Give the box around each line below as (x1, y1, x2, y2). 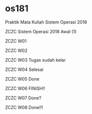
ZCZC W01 (5, 38, 27, 44)
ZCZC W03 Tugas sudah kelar (5, 57, 66, 63)
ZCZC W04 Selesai (5, 67, 44, 72)
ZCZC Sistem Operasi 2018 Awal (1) (5, 28, 77, 34)
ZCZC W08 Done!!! (5, 104, 43, 110)
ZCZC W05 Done (5, 76, 39, 82)
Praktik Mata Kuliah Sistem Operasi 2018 (5, 19, 87, 25)
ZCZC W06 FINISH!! (5, 85, 46, 91)
